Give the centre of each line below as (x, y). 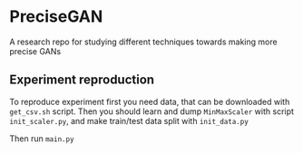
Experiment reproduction (82, 80)
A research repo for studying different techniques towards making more (144, 42)
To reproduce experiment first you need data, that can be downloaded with (150, 101)
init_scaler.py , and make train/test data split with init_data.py (129, 120)
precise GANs (35, 51)
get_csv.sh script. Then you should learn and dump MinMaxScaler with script (152, 111)
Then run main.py (42, 139)
